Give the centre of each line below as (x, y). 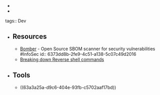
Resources (30, 36)
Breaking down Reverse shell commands (62, 59)
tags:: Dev (16, 21)
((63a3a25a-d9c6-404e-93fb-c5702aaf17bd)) (68, 87)
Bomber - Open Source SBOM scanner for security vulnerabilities (88, 49)
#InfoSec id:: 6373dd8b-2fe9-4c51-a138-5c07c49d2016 (78, 54)
